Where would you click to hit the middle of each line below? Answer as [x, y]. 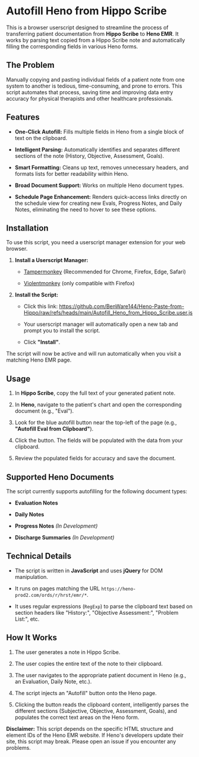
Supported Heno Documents [60, 477]
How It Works [32, 638]
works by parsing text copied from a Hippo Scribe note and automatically [96, 40]
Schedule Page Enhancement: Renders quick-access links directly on [101, 197]
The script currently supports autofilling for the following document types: [97, 491]
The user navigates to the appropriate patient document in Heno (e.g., [100, 675]
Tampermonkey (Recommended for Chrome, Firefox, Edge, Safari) [105, 272]
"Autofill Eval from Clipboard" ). [54, 429]
